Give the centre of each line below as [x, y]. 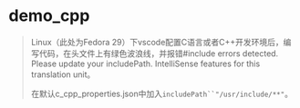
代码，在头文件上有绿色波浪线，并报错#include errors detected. [159, 53]
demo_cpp [49, 16]
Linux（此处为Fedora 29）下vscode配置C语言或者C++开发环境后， [157, 42]
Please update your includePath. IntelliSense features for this [145, 64]
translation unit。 [63, 74]
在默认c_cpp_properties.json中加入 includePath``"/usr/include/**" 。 [162, 93]
